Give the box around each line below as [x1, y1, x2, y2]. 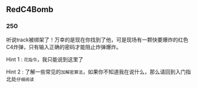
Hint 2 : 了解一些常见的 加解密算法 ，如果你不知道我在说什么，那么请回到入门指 [6, 68, 191, 75]
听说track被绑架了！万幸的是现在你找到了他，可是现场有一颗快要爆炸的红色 [6, 36, 189, 43]
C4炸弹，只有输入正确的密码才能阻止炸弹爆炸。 [6, 43, 122, 50]
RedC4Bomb [6, 5, 54, 15]
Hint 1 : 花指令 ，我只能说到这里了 [6, 55, 84, 63]
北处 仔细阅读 [6, 75, 34, 82]
